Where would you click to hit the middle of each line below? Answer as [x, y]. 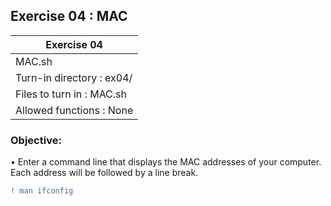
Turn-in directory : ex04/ [74, 77]
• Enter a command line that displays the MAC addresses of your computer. [166, 162]
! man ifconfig [42, 191]
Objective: [36, 140]
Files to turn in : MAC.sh [71, 94]
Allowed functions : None [74, 110]
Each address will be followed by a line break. [104, 173]
